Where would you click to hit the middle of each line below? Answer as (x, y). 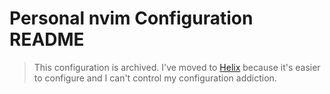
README (47, 39)
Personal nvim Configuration (131, 18)
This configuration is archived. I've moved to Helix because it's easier (177, 67)
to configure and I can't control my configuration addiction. (155, 78)
